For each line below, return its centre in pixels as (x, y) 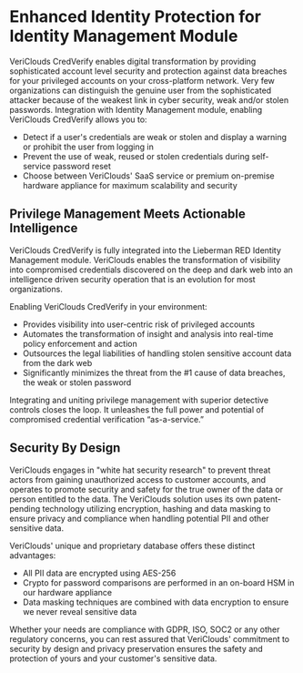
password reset (82, 166)
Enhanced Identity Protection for (136, 17)
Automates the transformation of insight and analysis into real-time (148, 333)
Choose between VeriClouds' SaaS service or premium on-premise (148, 176)
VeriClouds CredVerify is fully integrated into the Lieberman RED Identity (146, 250)
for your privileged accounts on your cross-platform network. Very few (142, 80)
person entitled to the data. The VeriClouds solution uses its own (131, 499)
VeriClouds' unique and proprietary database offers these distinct (132, 546)
